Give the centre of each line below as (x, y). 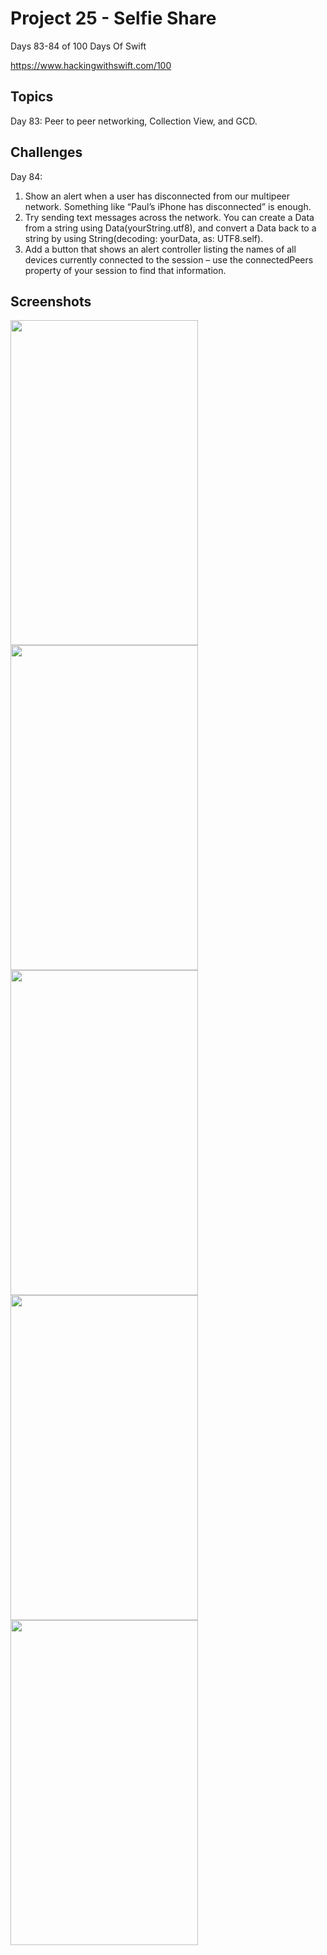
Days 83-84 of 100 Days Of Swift (78, 46)
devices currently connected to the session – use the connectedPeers (169, 259)
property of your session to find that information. (125, 270)
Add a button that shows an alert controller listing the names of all (160, 249)
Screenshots (51, 301)
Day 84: (26, 176)
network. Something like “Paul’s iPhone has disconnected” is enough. (168, 206)
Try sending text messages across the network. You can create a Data (169, 217)
